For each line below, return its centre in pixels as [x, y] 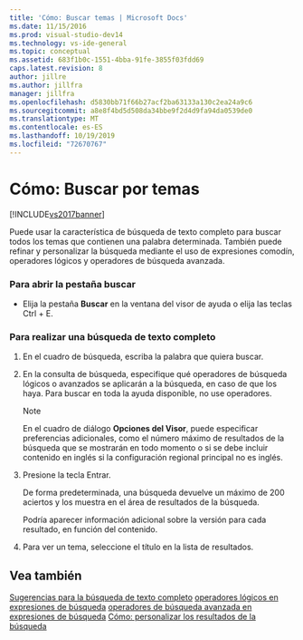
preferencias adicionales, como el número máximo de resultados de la [153, 438]
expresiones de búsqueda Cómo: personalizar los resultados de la [133, 616]
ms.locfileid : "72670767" [58, 144]
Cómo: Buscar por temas [105, 189]
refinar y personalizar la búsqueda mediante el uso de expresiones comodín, [152, 251]
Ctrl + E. [38, 313]
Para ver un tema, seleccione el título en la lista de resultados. [138, 547]
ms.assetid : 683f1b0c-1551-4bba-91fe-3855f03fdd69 [107, 60]
